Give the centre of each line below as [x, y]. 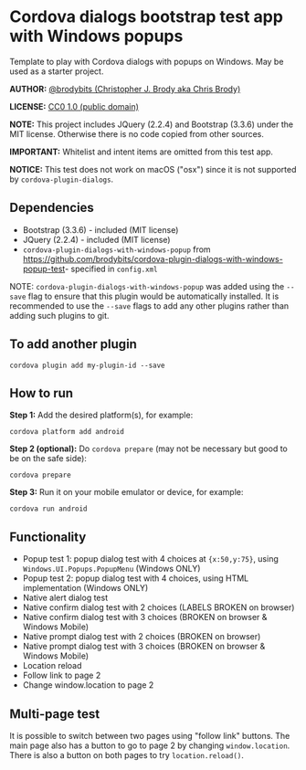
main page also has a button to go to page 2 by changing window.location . [150, 745]
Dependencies [52, 208]
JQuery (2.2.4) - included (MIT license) [96, 239]
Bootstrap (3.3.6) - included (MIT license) [100, 229]
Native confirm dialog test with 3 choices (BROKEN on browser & [145, 617]
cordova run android [49, 509]
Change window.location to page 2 [88, 685]
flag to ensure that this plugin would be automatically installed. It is [153, 296]
